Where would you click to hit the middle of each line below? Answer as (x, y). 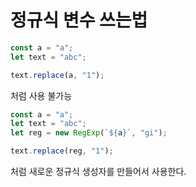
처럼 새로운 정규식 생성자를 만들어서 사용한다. (98, 172)
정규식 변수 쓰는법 (79, 20)
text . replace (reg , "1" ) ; (62, 151)
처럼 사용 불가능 (41, 95)
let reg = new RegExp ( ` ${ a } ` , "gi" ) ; (89, 133)
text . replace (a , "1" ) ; (57, 75)
